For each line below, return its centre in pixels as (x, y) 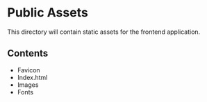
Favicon (28, 70)
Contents (28, 53)
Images (28, 85)
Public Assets (48, 13)
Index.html (32, 77)
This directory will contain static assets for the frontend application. (104, 32)
